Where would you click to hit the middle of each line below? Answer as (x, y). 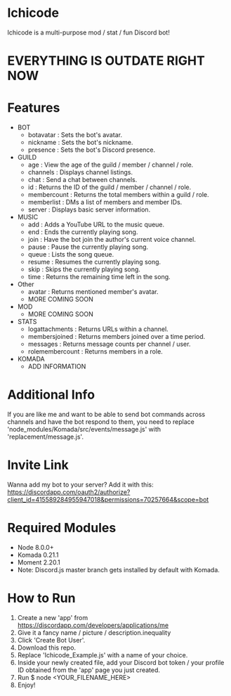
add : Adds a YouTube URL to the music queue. (96, 225)
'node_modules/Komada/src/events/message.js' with (84, 429)
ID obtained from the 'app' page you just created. (88, 670)
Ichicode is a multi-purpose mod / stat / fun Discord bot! (88, 32)
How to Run (41, 598)
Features (34, 108)
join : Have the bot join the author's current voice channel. (112, 240)
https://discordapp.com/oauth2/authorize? (69, 492)
